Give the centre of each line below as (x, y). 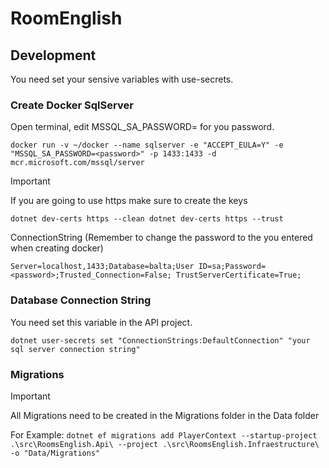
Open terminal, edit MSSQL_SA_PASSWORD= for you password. (142, 127)
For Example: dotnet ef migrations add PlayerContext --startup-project (164, 434)
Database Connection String (81, 300)
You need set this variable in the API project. (101, 322)
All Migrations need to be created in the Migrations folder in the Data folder (165, 415)
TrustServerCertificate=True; (238, 275)
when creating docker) (57, 248)
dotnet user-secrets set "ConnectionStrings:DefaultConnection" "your (160, 340)
